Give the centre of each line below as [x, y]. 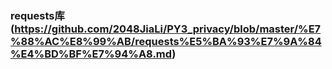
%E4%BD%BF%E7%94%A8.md [91, 54]
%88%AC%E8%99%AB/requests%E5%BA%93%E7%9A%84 [166, 41]
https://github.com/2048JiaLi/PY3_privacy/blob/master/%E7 [168, 29]
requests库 [37, 15]
